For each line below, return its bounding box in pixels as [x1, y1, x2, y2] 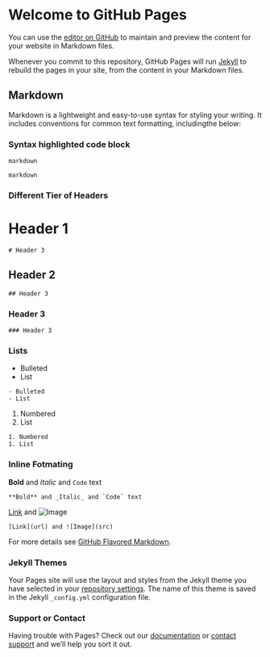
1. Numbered [8, 433, 48, 441]
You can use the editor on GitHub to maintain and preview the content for [8, 32, 251, 42]
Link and [8, 507, 37, 517]
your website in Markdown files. [8, 40, 114, 50]
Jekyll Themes [8, 557, 68, 568]
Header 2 [8, 268, 56, 282]
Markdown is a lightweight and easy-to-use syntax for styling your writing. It [8, 110, 262, 119]
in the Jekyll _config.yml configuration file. [8, 592, 151, 602]
